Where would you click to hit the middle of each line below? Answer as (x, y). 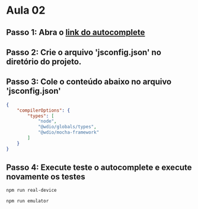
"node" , (47, 121)
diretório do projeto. (44, 61)
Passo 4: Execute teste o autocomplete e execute (99, 168)
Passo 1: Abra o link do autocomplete (76, 32)
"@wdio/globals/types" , (67, 127)
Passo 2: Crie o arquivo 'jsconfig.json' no (84, 52)
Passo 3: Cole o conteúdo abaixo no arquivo (89, 82)
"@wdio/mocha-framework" (68, 132)
